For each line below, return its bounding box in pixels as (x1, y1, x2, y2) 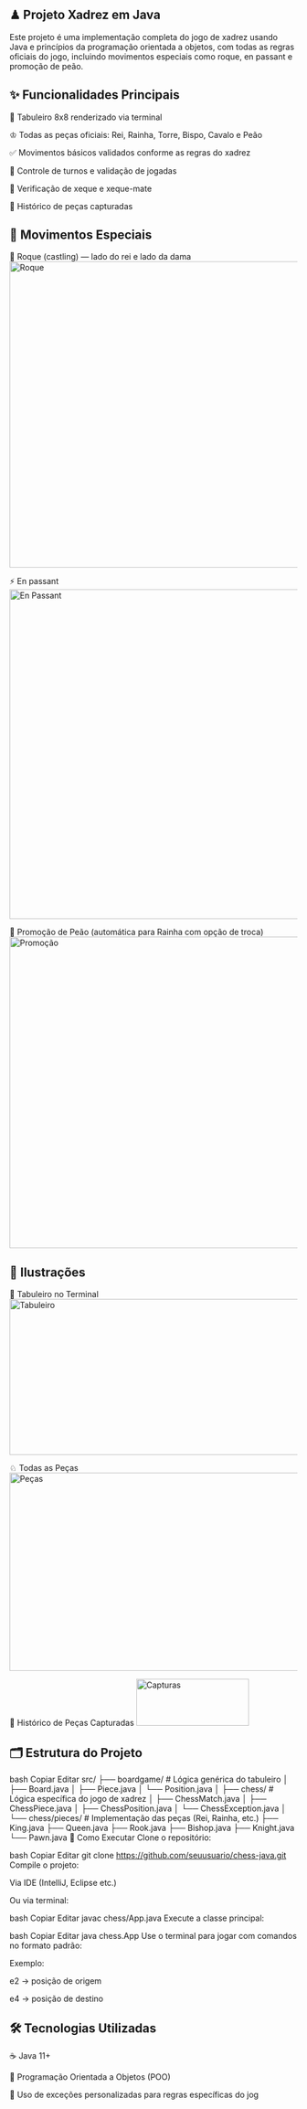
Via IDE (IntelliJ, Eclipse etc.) (9, 1878, 117, 1889)
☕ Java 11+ (9, 2050, 51, 2061)
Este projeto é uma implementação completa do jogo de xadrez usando (9, 31, 279, 42)
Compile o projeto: (9, 1859, 79, 1870)
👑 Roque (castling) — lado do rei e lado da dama (9, 251, 192, 262)
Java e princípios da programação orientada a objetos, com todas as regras (9, 41, 295, 52)
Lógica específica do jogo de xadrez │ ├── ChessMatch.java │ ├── (9, 1794, 267, 1805)
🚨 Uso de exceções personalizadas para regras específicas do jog (9, 2089, 259, 2100)
